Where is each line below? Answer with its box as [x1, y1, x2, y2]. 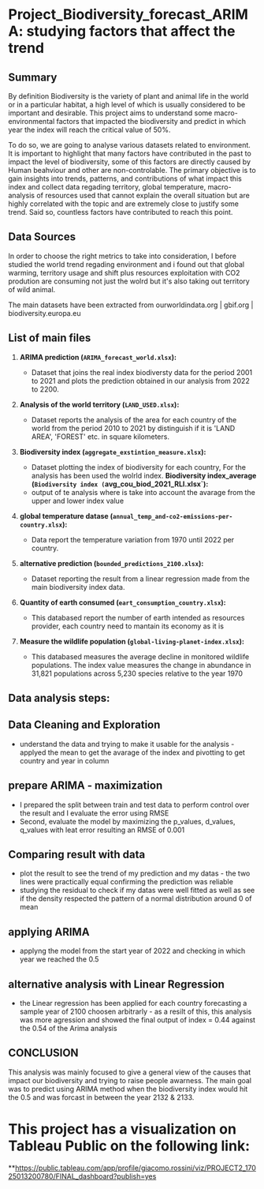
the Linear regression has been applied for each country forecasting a [19, 999, 247, 1008]
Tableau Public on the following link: [8, 1137, 251, 1155]
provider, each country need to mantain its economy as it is [31, 621, 225, 631]
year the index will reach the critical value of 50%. [8, 125, 171, 134]
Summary [8, 70, 58, 84]
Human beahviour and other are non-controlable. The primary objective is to [8, 166, 256, 174]
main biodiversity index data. [31, 582, 125, 591]
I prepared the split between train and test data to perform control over [19, 800, 250, 809]
